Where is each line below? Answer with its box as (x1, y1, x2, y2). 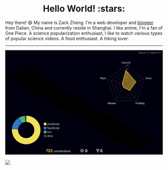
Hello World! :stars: (42, 3, 125, 14)
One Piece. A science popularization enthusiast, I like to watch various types (5, 30, 162, 36)
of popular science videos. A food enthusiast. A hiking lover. (5, 35, 129, 41)
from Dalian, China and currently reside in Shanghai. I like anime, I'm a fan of (5, 24, 163, 30)
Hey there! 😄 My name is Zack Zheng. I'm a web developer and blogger (5, 19, 154, 25)
